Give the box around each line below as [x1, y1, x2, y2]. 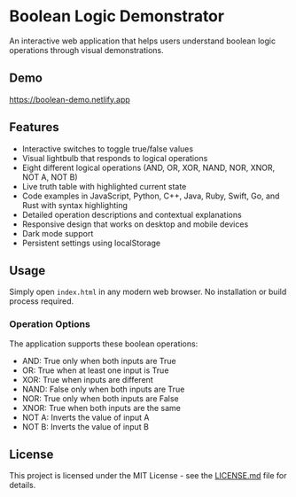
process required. [9, 296, 74, 307]
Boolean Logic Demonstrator [9, 6, 224, 27]
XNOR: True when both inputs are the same [21, 402, 182, 413]
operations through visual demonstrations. [9, 44, 164, 55]
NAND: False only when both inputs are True [21, 384, 185, 394]
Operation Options [9, 318, 90, 330]
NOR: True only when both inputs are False [21, 392, 179, 404]
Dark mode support [21, 228, 94, 238]
